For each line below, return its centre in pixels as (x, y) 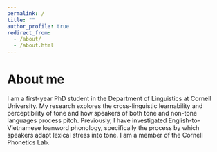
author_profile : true (38, 26)
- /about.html (34, 45)
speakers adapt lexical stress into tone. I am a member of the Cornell (105, 135)
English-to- (184, 120)
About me (36, 79)
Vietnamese (24, 127)
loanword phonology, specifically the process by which (121, 127)
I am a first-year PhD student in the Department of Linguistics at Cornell (109, 98)
